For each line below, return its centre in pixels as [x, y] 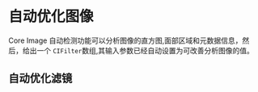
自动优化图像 [51, 17]
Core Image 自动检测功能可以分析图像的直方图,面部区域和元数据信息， [125, 40]
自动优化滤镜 [40, 79]
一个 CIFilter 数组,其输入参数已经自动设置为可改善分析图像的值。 [145, 50]
